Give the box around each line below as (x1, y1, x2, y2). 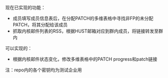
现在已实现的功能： (5, 5, 46, 10)
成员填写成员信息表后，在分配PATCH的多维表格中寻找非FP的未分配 (12, 15, 154, 21)
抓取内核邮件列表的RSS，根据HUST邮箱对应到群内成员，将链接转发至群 (12, 28, 163, 34)
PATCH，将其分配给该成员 (12, 22, 68, 28)
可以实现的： (5, 45, 32, 51)
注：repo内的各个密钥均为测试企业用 (5, 67, 82, 73)
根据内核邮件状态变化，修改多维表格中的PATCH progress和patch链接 (12, 56, 158, 62)
